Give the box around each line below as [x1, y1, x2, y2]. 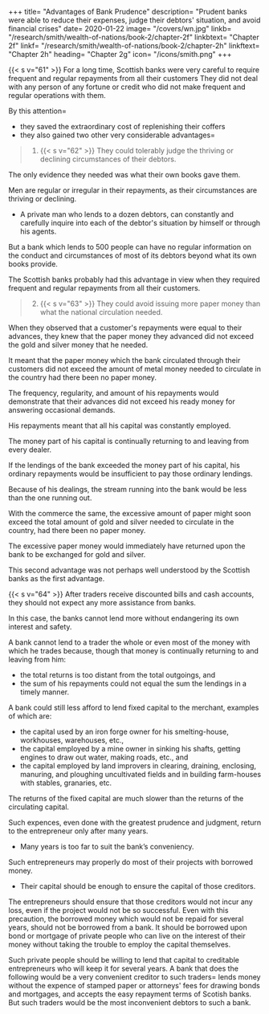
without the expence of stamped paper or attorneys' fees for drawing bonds [8, 981, 261, 990]
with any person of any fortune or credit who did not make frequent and [8, 82, 246, 92]
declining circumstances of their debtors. [39, 154, 177, 164]
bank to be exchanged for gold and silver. [8, 550, 146, 559]
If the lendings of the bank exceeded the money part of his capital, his [8, 461, 241, 470]
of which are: [8, 711, 52, 721]
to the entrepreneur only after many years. [8, 826, 149, 836]
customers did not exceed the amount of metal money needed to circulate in [8, 364, 261, 373]
